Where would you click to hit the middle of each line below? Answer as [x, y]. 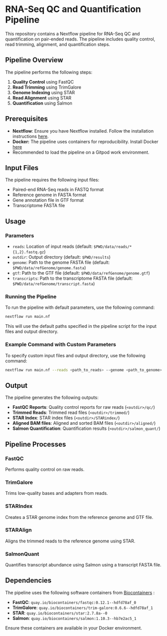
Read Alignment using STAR [42, 98]
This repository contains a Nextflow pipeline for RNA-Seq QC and [72, 34]
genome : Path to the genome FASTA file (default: [61, 262]
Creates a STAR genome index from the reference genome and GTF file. [79, 517]
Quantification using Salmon [42, 103]
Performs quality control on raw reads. [45, 469]
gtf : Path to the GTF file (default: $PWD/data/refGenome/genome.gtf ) [81, 273]
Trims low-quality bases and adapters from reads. [57, 493]
